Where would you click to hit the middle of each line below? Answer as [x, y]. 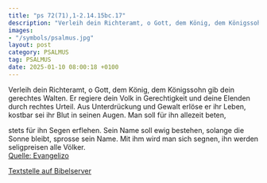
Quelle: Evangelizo [39, 155]
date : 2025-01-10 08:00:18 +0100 [64, 67]
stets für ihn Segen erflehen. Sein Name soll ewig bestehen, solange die [126, 130]
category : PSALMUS [39, 52]
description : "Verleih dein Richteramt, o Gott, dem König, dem [117, 23]
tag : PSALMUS [30, 60]
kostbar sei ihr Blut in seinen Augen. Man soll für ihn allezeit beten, [117, 115]
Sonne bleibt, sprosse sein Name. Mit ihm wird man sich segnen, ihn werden [133, 139]
